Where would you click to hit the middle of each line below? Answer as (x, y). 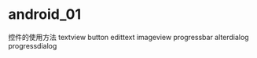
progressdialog (33, 45)
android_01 (44, 14)
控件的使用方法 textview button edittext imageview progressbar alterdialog (128, 37)
